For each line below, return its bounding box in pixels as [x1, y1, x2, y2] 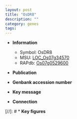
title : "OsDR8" [5, 12, 37, 17]
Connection [12, 98, 37, 105]
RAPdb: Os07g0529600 [19, 60, 69, 66]
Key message [12, 89, 41, 95]
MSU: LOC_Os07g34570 [19, 54, 70, 60]
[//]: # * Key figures [5, 108, 46, 114]
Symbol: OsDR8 [19, 49, 52, 55]
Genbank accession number [12, 79, 72, 85]
